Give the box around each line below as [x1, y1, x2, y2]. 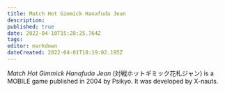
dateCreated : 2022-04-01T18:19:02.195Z [7, 49, 123, 56]
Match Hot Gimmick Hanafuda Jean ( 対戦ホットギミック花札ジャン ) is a [7, 69, 215, 77]
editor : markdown [7, 43, 58, 49]
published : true [7, 23, 54, 30]
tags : [7, 36, 23, 43]
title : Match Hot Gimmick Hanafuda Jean [7, 10, 127, 17]
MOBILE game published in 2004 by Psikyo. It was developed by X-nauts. [7, 77, 219, 85]
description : [7, 17, 45, 24]
